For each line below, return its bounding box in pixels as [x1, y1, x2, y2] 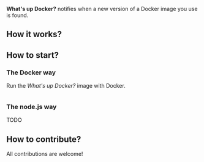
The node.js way [6, 103, 57, 111]
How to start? [6, 50, 59, 60]
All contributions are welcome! [6, 150, 83, 158]
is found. [6, 12, 29, 19]
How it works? [6, 29, 62, 40]
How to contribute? [6, 134, 81, 144]
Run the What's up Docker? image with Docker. [6, 82, 126, 90]
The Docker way [6, 68, 56, 77]
